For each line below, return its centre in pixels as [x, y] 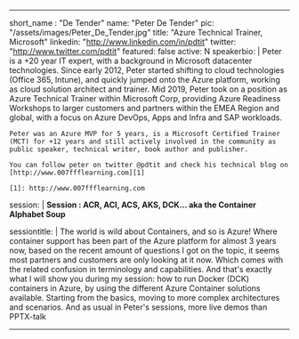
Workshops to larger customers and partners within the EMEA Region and [145, 108]
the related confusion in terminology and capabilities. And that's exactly [141, 269]
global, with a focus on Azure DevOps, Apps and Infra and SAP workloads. [146, 117]
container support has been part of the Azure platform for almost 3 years [143, 241]
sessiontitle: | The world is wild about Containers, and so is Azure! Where [143, 231]
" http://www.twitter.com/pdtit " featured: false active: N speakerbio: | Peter [145, 51]
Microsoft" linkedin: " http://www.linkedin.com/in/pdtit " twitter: [123, 42]
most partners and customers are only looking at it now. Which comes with [146, 260]
